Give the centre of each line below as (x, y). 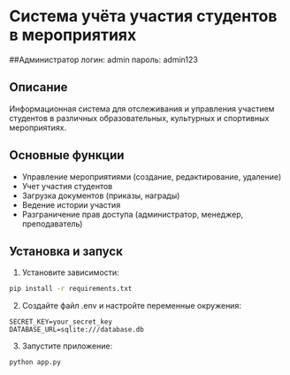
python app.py (35, 363)
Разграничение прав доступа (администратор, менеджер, (133, 214)
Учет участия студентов (67, 186)
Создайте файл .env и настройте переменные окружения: (131, 306)
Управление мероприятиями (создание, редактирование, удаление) (152, 176)
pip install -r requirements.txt (71, 289)
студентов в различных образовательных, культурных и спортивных (139, 118)
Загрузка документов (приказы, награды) (101, 195)
